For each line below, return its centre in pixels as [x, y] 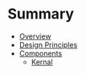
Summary [41, 14]
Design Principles [48, 44]
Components [41, 53]
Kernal [42, 62]
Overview [35, 36]
